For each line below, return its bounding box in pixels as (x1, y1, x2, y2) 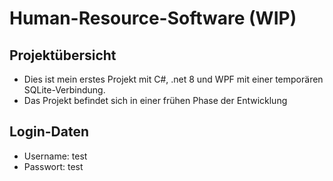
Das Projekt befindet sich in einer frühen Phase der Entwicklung (23, 95, 288, 106)
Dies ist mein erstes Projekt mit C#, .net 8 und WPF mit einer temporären (23, 73, 324, 85)
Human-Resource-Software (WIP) (9, 7, 297, 30)
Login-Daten (9, 123, 90, 141)
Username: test (23, 150, 88, 162)
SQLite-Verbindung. (23, 84, 106, 96)
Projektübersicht (9, 47, 117, 64)
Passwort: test (23, 160, 84, 172)
